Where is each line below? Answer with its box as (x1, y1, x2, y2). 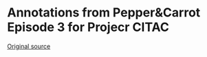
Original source (7, 42, 51, 50)
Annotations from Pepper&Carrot (7, 5, 201, 21)
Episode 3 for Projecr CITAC (7, 19, 170, 35)
